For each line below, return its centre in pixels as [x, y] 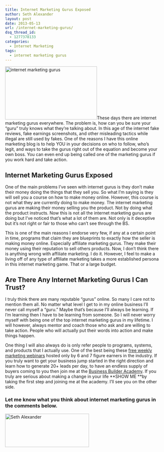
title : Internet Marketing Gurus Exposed [48, 10]
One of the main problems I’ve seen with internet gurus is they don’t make [80, 187]
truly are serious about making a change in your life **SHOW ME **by [76, 376]
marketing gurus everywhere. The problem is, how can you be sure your [78, 123]
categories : [17, 42]
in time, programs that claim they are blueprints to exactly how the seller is [80, 238]
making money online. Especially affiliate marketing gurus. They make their [81, 243]
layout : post [18, 19]
